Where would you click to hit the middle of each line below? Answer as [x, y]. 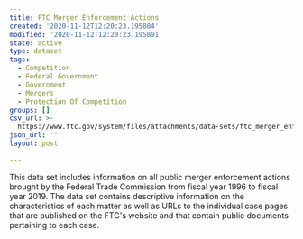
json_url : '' [34, 135]
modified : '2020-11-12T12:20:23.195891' [87, 34]
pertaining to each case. [55, 225]
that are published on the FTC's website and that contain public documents [149, 215]
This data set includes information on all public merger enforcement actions [150, 177]
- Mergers [36, 93]
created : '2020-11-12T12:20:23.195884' [84, 26]
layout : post [34, 143]
